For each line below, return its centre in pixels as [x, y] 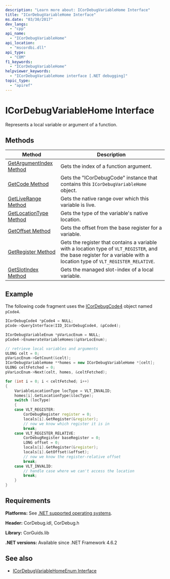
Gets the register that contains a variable [109, 242]
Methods [20, 140]
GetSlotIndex [23, 270]
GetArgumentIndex [30, 163]
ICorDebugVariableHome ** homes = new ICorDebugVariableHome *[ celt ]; [80, 363]
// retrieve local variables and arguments [52, 349]
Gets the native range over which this [105, 199]
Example [19, 294]
